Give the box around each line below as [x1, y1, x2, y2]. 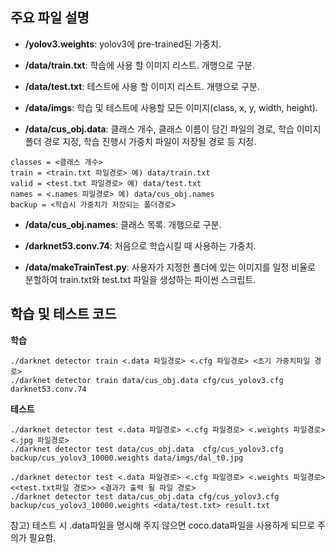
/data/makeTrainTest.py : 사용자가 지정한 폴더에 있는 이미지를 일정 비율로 [24, 261, 316, 273]
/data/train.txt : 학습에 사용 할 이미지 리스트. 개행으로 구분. [24, 59, 255, 71]
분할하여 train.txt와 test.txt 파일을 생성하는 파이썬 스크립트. [24, 273, 257, 285]
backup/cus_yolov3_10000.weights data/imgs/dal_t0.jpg [10, 453, 244, 463]
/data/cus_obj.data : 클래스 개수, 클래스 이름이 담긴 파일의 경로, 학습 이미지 [24, 123, 322, 135]
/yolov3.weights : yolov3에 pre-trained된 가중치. [24, 38, 222, 50]
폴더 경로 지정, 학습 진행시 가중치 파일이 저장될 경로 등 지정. [24, 135, 257, 147]
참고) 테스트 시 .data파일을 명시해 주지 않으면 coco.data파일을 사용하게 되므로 [10, 519, 316, 531]
